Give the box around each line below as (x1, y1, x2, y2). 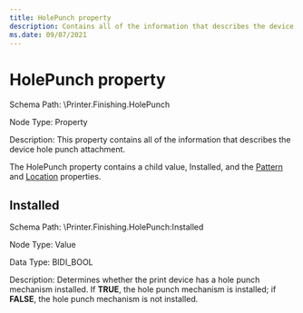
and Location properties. (9, 171, 102, 182)
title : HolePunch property (9, 13, 112, 23)
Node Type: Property (9, 117, 88, 128)
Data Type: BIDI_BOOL (9, 257, 93, 268)
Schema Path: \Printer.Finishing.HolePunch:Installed (9, 221, 204, 232)
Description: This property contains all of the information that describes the (9, 134, 292, 145)
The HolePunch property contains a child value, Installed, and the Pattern (9, 161, 284, 172)
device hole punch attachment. (9, 144, 125, 155)
